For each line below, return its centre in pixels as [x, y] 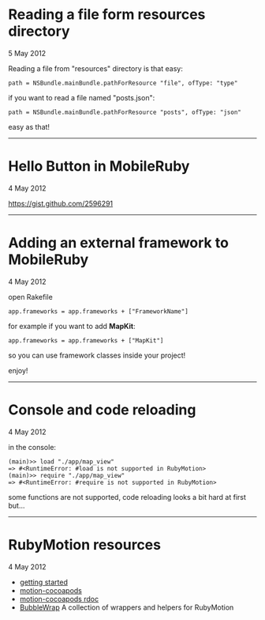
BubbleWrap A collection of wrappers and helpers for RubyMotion [127, 607]
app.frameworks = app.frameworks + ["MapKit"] [86, 340]
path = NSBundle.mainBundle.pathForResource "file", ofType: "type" [123, 83]
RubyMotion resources [85, 544]
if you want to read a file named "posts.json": [82, 97]
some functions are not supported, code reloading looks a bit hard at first [127, 497]
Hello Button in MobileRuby [99, 166]
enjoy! [18, 370]
